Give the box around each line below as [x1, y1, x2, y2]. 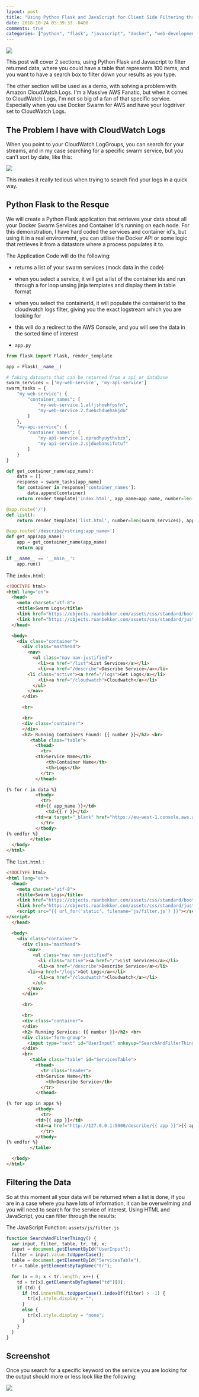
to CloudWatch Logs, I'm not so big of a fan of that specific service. [6, 95, 171, 102]
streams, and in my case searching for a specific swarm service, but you [6, 147, 184, 154]
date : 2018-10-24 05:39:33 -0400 [6, 20, 89, 26]
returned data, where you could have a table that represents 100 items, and [6, 65, 190, 72]
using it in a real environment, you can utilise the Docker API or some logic [6, 234, 188, 241]
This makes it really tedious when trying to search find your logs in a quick [6, 176, 188, 183]
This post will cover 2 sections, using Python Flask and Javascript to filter [6, 58, 186, 65]
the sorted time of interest [14, 329, 79, 337]
